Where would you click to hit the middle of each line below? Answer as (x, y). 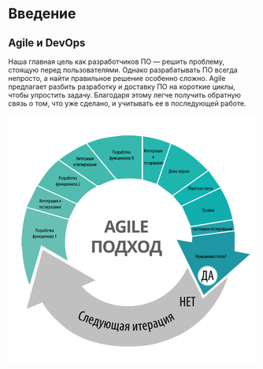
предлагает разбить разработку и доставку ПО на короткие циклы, (122, 87)
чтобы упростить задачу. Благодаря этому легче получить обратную (125, 95)
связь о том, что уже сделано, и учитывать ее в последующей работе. (127, 103)
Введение (42, 14)
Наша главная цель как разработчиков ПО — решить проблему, (116, 61)
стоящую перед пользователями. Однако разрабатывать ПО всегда (123, 70)
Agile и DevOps (47, 43)
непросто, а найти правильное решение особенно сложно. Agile (117, 78)
